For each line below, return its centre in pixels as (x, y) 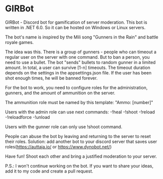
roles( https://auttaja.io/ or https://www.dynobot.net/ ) (58, 146)
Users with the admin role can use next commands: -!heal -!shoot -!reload (80, 112)
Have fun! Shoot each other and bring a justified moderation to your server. (81, 156)
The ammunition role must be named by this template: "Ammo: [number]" (79, 102)
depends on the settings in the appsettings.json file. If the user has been (78, 72)
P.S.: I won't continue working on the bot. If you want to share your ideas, (79, 166)
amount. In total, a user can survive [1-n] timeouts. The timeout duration (78, 68)
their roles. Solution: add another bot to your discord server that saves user (81, 142)
